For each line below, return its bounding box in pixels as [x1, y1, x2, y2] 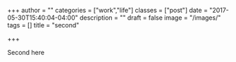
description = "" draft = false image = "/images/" [80, 13, 221, 22]
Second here [7, 49, 44, 56]
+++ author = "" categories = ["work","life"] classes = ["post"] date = [7, 6, 208, 14]
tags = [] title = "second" [7, 21, 80, 29]
